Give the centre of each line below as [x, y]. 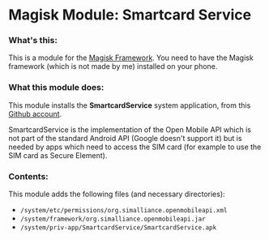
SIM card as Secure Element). [58, 155]
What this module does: [56, 88]
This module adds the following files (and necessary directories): [117, 194]
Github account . [35, 114]
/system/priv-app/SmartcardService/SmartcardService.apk [118, 228]
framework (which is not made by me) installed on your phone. [113, 66]
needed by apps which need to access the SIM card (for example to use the [135, 147]
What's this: [33, 41]
